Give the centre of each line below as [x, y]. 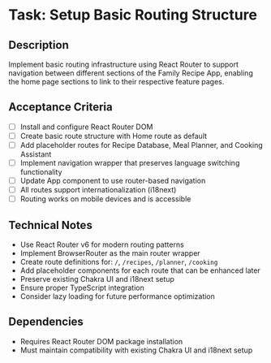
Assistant [36, 154]
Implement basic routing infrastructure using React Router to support [124, 64]
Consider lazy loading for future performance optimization [117, 296]
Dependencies [46, 322]
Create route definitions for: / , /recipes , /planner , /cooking [119, 262]
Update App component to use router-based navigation [113, 181]
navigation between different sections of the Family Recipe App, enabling [131, 73]
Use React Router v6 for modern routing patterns [102, 244]
